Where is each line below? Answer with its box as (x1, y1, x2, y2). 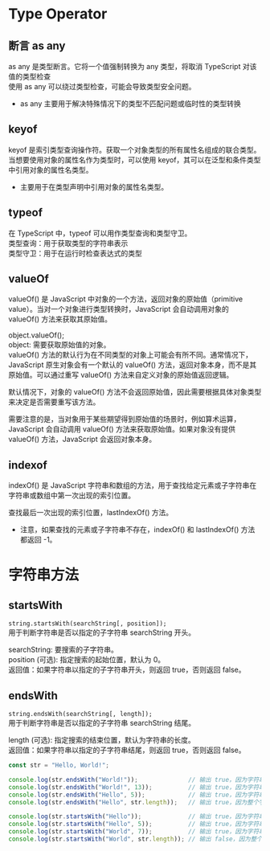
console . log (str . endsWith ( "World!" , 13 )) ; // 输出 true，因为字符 (8, 783, 260, 792)
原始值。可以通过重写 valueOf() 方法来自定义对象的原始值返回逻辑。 (8, 370, 234, 380)
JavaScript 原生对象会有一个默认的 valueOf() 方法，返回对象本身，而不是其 (8, 360, 257, 370)
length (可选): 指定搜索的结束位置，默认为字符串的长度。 (8, 735, 195, 745)
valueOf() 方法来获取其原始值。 (8, 314, 112, 324)
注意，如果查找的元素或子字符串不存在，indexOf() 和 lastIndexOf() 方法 (19, 525, 256, 534)
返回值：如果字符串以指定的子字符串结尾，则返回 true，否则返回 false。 (8, 745, 246, 755)
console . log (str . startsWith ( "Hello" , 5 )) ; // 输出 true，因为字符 (8, 820, 260, 828)
